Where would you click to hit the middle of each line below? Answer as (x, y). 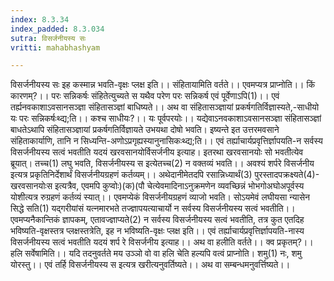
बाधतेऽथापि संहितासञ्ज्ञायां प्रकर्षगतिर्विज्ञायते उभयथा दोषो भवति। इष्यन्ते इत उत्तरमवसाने (145, 130)
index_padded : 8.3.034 (57, 29)
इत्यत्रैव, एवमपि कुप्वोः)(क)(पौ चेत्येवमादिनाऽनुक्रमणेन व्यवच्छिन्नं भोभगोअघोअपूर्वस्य (179, 186)
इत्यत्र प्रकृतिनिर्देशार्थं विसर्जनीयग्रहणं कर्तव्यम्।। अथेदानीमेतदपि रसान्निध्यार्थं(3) (131, 175)
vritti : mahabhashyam (55, 47)
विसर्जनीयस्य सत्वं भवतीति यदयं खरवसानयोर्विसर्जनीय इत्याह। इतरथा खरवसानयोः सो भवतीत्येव (157, 152)
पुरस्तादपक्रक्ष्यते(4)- (287, 175)
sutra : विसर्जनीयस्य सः (48, 38)
